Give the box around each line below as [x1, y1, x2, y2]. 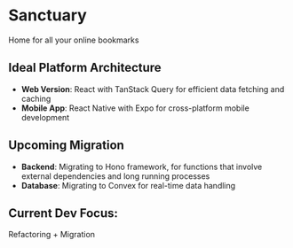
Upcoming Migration [8, 138, 125, 153]
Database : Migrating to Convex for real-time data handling [20, 180, 236, 190]
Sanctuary [8, 5, 88, 26]
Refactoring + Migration [8, 229, 95, 240]
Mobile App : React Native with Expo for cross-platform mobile [20, 103, 249, 113]
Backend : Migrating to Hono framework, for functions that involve [20, 161, 263, 172]
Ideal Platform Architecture [8, 60, 162, 75]
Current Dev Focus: [8, 205, 119, 221]
